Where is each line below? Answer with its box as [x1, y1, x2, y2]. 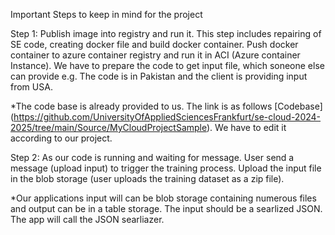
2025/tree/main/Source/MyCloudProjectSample [10, 122, 208, 133]
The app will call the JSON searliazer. [10, 214, 165, 225]
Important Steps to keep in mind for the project [10, 9, 203, 20]
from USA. [10, 81, 53, 93]
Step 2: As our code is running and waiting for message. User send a [10, 152, 295, 163]
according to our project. [10, 132, 113, 144]
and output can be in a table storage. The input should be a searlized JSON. [10, 203, 323, 214]
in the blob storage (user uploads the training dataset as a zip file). [10, 173, 285, 184]
